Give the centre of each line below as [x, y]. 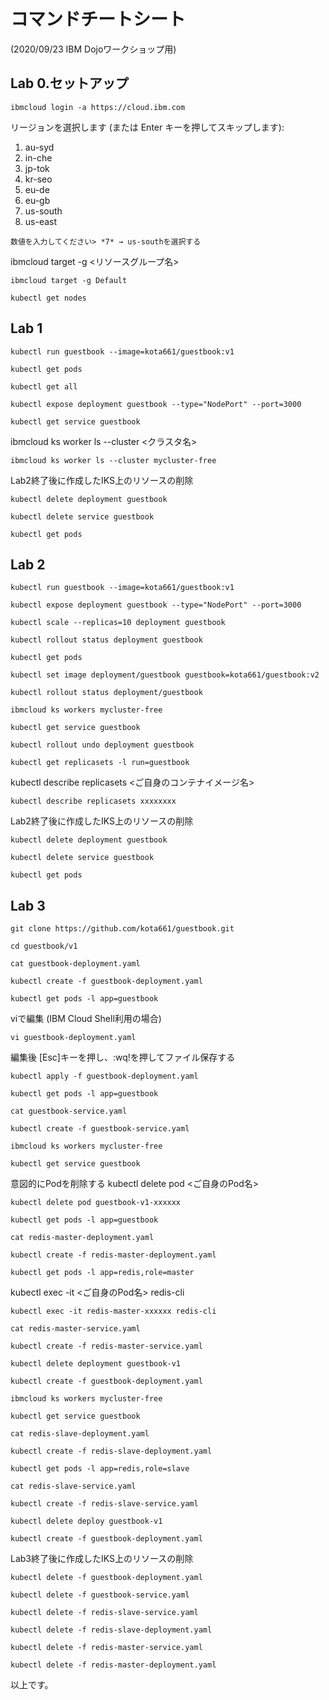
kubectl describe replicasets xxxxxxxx [93, 801]
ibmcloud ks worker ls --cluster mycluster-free [113, 460]
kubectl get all [44, 386]
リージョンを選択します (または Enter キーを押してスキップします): [147, 127]
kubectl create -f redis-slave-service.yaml [104, 1504]
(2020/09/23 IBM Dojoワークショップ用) [93, 49]
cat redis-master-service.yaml [75, 1329]
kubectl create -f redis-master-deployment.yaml [113, 1255]
